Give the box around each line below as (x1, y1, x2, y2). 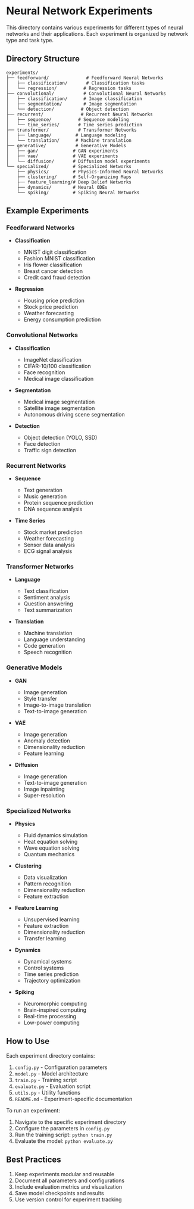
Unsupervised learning (23, 916, 80, 923)
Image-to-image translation (23, 701, 91, 708)
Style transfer (23, 695, 58, 702)
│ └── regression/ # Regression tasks (6, 85, 132, 91)
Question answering (23, 600, 73, 607)
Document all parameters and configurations (14, 1177, 125, 1184)
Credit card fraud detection (23, 274, 91, 281)
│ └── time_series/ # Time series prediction (6, 122, 143, 128)
